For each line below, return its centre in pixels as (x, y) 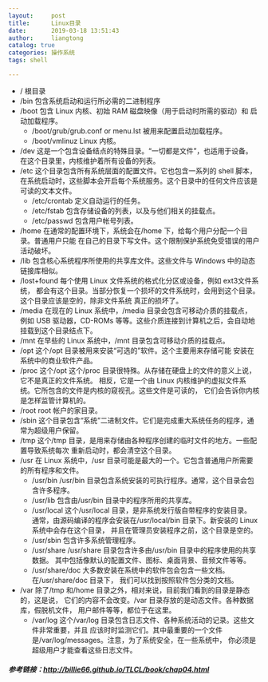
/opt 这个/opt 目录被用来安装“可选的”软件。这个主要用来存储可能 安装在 (137, 350)
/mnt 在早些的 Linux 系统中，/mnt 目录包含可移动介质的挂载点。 (124, 340)
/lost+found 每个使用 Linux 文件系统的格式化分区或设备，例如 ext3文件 (136, 280)
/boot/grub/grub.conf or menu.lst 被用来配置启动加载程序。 (129, 131)
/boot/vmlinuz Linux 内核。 (76, 141)
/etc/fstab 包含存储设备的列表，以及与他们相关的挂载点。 (126, 210)
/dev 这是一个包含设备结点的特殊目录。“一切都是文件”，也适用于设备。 (136, 151)
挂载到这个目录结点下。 (58, 330)
